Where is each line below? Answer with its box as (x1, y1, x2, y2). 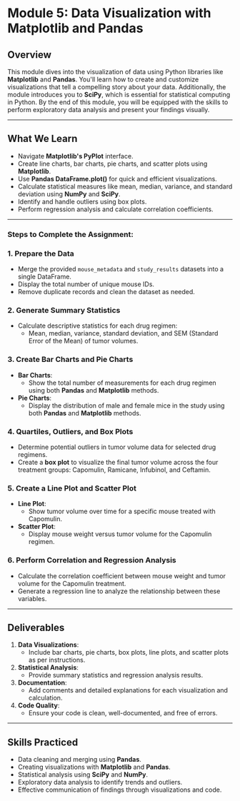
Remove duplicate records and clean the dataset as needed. (17, 288, 195, 296)
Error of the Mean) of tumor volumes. (28, 337, 139, 346)
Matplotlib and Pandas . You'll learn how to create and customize (7, 75, 199, 84)
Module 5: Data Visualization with (7, 5, 211, 21)
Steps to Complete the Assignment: (7, 229, 134, 239)
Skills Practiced (7, 736, 79, 748)
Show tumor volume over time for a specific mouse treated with (28, 507, 216, 515)
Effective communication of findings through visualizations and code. (17, 785, 222, 794)
